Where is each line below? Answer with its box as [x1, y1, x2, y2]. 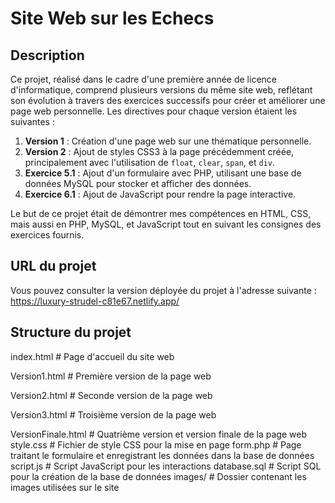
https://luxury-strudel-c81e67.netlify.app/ [10, 295, 180, 307]
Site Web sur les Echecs [10, 7, 215, 30]
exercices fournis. [10, 229, 85, 241]
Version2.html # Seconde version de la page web [10, 389, 213, 401]
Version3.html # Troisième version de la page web [10, 408, 217, 421]
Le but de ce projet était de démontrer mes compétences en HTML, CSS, [10, 208, 312, 219]
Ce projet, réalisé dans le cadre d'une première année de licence [10, 73, 277, 85]
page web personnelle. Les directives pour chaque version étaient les [10, 105, 298, 117]
